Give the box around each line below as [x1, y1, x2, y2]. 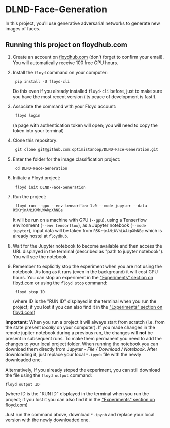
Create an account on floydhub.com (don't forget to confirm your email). [12, 54, 164, 60]
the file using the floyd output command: [5, 372, 92, 378]
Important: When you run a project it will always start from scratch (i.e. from [5, 319, 165, 325]
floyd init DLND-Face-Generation [15, 185, 86, 190]
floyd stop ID [15, 289, 45, 294]
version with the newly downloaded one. [5, 417, 90, 423]
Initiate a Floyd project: [12, 174, 61, 181]
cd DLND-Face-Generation [15, 166, 67, 171]
